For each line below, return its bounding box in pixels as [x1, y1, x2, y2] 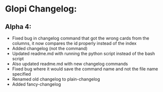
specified [12, 71, 31, 77]
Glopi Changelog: [5, 3, 77, 14]
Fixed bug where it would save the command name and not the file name [12, 66, 158, 72]
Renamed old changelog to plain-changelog [12, 76, 100, 82]
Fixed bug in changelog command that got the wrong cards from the [12, 35, 149, 41]
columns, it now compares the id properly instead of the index [12, 40, 137, 46]
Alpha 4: [5, 23, 32, 31]
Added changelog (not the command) [12, 46, 88, 51]
